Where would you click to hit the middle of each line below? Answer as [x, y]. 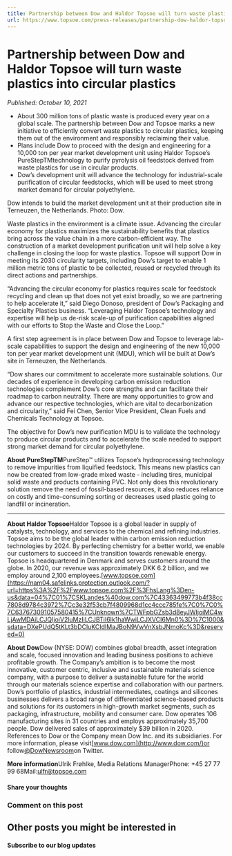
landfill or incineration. [39, 504]
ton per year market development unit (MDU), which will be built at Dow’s [111, 354]
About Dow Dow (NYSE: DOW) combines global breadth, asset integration [112, 648]
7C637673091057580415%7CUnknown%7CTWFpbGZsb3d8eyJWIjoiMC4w [115, 612]
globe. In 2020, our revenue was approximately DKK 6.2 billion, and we [108, 568]
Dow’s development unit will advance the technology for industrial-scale [120, 175]
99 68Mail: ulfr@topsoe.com [47, 772]
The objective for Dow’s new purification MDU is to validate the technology [114, 432]
